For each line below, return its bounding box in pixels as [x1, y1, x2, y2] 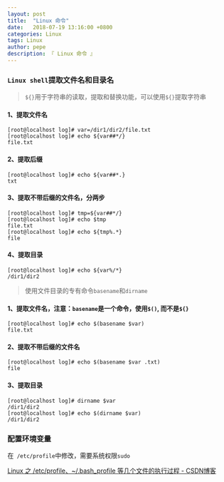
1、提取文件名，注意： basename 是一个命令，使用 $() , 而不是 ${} [7, 304, 189, 312]
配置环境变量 [7, 434, 52, 443]
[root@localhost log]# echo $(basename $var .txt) [7, 359, 161, 366]
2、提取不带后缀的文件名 [7, 342, 80, 351]
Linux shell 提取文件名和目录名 [7, 75, 114, 85]
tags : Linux [7, 37, 43, 44]
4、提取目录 [7, 250, 43, 259]
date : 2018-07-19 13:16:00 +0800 [7, 24, 113, 31]
